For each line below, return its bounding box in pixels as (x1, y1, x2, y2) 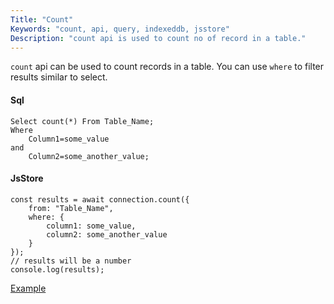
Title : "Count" (10, 14, 74, 25)
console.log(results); (10, 264, 105, 275)
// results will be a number (10, 256, 132, 266)
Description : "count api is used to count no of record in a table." (10, 33, 307, 43)
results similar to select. (10, 71, 108, 83)
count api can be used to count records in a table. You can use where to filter (10, 61, 325, 73)
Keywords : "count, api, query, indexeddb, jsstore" (10, 24, 230, 34)
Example (10, 282, 47, 294)
